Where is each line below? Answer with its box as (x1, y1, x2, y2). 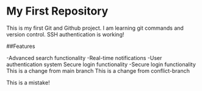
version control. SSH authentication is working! (6, 30, 124, 38)
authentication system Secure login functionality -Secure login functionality (6, 61, 197, 68)
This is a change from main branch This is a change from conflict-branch (6, 67, 190, 74)
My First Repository (6, 4, 109, 18)
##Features (6, 42, 35, 50)
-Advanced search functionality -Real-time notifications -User (6, 54, 162, 61)
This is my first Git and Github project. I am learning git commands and (6, 24, 184, 32)
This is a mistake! (6, 79, 50, 86)
